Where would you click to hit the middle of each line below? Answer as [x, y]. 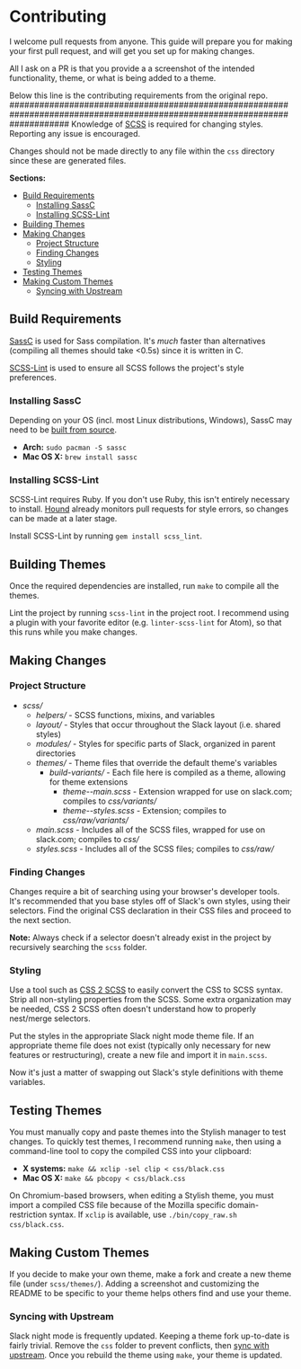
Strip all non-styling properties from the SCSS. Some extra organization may [150, 1000]
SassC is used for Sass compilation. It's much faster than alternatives [137, 341]
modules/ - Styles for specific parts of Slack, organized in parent [155, 743]
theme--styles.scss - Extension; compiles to [145, 810]
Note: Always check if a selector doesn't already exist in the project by [141, 938]
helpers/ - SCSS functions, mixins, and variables [125, 715]
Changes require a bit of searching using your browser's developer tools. [145, 892]
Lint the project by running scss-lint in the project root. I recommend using [149, 613]
